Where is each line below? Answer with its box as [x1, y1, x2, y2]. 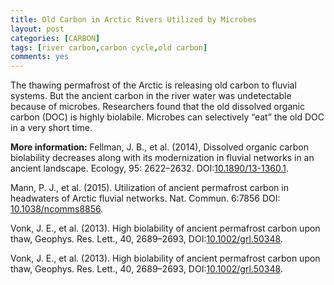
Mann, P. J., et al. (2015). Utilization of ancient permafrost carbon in [10, 182, 289, 194]
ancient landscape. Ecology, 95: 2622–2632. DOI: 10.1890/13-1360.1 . [10, 162, 290, 175]
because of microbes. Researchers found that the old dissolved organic [10, 101, 305, 113]
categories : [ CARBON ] [10, 33, 101, 43]
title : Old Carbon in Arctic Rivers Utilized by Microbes [10, 14, 257, 25]
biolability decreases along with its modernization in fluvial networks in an [10, 152, 315, 164]
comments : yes [10, 52, 70, 62]
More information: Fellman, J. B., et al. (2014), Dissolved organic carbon [10, 141, 310, 153]
